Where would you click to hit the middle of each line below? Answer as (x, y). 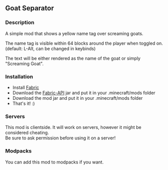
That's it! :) (24, 103)
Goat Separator (30, 8)
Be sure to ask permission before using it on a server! (60, 138)
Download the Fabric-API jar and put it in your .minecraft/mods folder (84, 93)
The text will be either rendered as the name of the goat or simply (73, 58)
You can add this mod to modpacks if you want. (54, 162)
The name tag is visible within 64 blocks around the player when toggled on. (84, 43)
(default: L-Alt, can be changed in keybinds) (51, 48)
